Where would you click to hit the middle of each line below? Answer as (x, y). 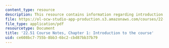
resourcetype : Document (30, 28)
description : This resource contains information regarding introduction (84, 14)
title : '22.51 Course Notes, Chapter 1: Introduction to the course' (80, 33)
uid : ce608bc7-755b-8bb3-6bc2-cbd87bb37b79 (52, 38)
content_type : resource (30, 10)
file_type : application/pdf (35, 24)
